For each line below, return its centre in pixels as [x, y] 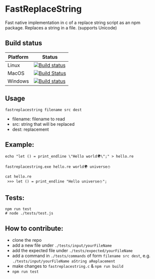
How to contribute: [34, 228]
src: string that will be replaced [43, 124]
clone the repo [27, 240]
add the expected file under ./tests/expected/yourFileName [72, 250]
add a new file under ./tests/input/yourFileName [62, 245]
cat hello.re [18, 177]
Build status [24, 43]
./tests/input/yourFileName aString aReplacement [64, 261]
